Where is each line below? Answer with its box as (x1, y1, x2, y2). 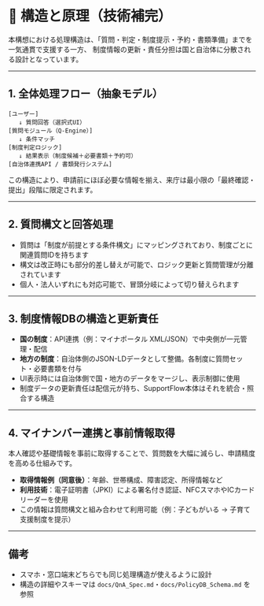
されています (19, 270, 61, 279)
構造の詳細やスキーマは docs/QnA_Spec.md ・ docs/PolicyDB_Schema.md (19, 580, 242, 589)
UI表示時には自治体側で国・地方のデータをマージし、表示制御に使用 (19, 374, 240, 383)
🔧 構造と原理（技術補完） (8, 7, 173, 25)
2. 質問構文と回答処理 (8, 217, 114, 231)
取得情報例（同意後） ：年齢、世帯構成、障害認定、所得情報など (19, 475, 223, 485)
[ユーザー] (8, 110, 39, 118)
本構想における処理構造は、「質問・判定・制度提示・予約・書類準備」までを (8, 35, 253, 44)
